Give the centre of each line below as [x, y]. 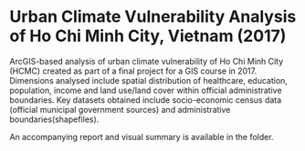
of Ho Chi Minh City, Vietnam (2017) [148, 36]
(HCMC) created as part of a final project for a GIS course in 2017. [133, 71]
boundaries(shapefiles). [54, 119]
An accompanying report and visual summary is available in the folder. [142, 136]
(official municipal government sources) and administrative [120, 109]
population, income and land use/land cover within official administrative [146, 90]
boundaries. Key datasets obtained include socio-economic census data [146, 100]
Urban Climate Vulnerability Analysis [153, 17]
